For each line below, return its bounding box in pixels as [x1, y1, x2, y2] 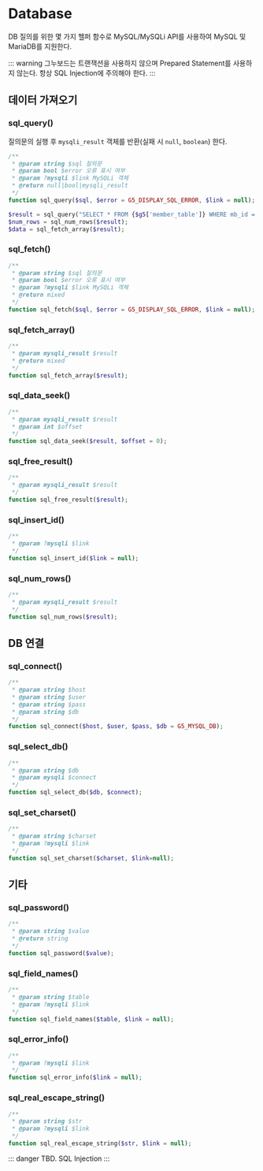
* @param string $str [11, 1117, 83, 1125]
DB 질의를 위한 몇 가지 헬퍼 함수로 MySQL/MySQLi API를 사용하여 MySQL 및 [8, 32, 246, 41]
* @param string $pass [11, 701, 87, 708]
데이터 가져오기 [8, 94, 78, 107]
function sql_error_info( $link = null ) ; [8, 1073, 143, 1082]
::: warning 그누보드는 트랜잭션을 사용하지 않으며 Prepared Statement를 [8, 58, 232, 68]
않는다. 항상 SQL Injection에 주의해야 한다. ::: [16, 68, 156, 77]
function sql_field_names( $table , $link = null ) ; [8, 1015, 175, 1023]
